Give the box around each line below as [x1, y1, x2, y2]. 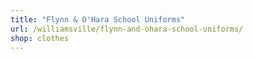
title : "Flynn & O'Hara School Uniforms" [10, 14, 186, 25]
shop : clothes [10, 33, 70, 43]
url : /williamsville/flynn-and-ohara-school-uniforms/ [10, 24, 244, 34]
